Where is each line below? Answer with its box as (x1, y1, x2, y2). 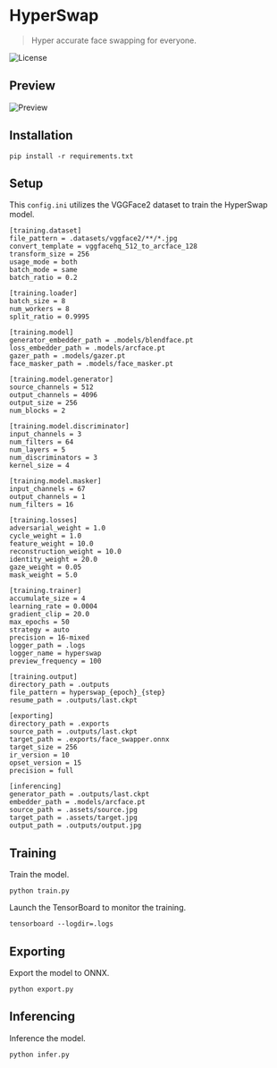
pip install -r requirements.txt (9, 151, 134, 161)
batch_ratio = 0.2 (9, 274, 78, 283)
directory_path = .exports (9, 719, 110, 729)
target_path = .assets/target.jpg (9, 813, 138, 823)
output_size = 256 (9, 399, 78, 408)
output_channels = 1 (9, 493, 87, 502)
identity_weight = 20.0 (9, 555, 98, 564)
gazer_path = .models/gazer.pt (9, 352, 126, 360)
